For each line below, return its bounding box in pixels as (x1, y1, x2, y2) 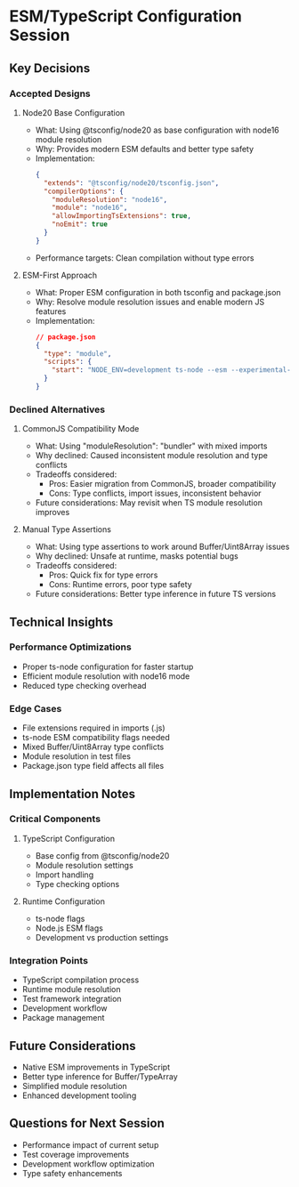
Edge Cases (9, 702, 62, 715)
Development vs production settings (35, 932, 169, 942)
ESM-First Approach (21, 270, 98, 280)
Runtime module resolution (21, 984, 121, 995)
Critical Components (9, 812, 101, 825)
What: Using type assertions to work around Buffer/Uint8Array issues (35, 541, 290, 553)
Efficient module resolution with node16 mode (21, 670, 190, 682)
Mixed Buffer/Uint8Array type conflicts (21, 741, 165, 753)
